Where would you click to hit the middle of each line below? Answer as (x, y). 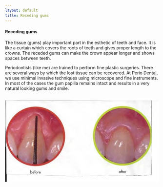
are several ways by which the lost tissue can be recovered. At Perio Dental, (81, 73)
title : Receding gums (27, 15)
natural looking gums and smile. (37, 88)
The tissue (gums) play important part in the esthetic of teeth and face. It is (81, 42)
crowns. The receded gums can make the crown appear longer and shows (80, 53)
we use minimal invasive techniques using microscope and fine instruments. (82, 78)
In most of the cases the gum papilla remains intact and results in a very (77, 83)
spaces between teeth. (28, 58)
